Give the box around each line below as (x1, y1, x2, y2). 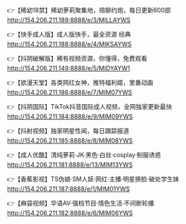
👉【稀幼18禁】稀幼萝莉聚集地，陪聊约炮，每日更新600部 (7, 6, 171, 14)
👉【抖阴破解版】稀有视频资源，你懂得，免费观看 (7, 54, 148, 62)
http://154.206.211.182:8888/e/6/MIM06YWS (7, 209, 133, 217)
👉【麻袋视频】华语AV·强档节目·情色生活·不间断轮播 (7, 199, 154, 207)
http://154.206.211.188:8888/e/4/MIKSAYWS (7, 40, 132, 48)
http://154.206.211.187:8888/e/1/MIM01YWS (7, 185, 130, 193)
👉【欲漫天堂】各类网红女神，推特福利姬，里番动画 (7, 79, 154, 86)
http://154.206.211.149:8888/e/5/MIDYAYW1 (7, 64, 130, 72)
